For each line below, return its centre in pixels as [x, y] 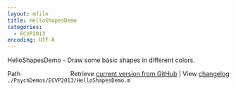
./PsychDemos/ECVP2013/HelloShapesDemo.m [69, 81]
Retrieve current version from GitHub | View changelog [150, 74]
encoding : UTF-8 [31, 40]
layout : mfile [28, 14]
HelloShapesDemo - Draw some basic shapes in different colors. [101, 60]
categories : [25, 27]
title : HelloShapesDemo [42, 20]
